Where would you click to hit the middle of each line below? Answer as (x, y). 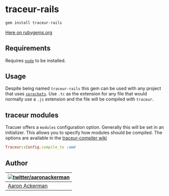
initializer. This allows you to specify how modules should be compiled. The (84, 133)
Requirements (28, 48)
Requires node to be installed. (35, 60)
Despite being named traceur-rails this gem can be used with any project (83, 88)
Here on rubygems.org (29, 32)
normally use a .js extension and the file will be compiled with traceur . (79, 99)
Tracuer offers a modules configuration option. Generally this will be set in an (85, 127)
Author (16, 163)
